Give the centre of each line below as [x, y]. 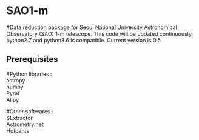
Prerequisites [32, 59]
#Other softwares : [30, 111]
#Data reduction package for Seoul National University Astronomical [92, 27]
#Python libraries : [29, 74]
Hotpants [18, 130]
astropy [16, 80]
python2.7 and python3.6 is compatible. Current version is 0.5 [84, 40]
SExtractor [20, 118]
